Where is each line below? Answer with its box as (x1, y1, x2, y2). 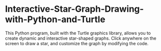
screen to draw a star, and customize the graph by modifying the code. (5, 40, 149, 46)
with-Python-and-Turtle (5, 14, 106, 25)
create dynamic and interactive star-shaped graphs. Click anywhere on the (5, 35, 157, 41)
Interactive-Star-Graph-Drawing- (5, 3, 144, 15)
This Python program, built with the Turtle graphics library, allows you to (5, 30, 151, 36)
